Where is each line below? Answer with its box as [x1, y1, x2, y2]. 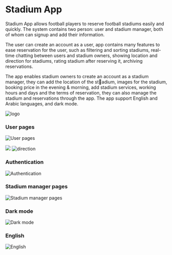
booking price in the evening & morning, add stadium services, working [5, 84, 157, 90]
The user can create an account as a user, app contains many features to [5, 41, 160, 47]
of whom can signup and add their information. [5, 31, 105, 38]
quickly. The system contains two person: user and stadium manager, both [5, 26, 163, 32]
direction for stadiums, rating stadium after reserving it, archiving [5, 58, 143, 64]
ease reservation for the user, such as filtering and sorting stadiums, [5, 47, 150, 53]
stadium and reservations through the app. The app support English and [5, 95, 158, 101]
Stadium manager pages [5, 183, 68, 190]
